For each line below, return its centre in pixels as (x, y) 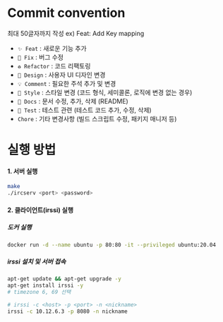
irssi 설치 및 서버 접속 (37, 261)
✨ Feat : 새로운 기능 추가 (52, 48)
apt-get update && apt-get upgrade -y (64, 279)
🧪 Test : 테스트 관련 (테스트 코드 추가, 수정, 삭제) (84, 110)
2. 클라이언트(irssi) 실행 (41, 210)
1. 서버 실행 (23, 171)
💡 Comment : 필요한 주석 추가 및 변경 (67, 83)
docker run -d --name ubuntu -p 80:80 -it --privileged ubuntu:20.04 (112, 244)
